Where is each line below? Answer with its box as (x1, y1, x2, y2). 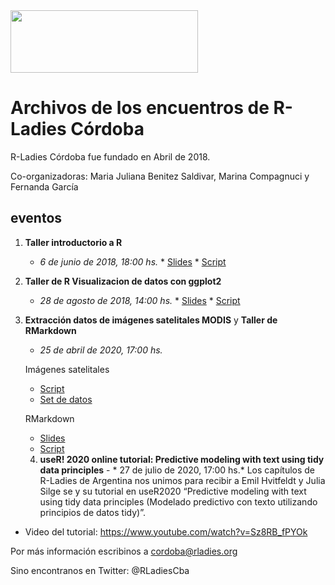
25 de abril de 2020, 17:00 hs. (39, 344, 163, 356)
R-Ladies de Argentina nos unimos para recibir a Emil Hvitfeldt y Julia (39, 474, 326, 486)
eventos (10, 210, 63, 227)
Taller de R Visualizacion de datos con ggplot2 (24, 275, 222, 287)
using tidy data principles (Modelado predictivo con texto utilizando (39, 495, 318, 508)
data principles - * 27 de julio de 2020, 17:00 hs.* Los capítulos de (39, 464, 316, 476)
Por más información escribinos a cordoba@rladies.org (10, 545, 238, 557)
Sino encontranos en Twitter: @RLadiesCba (10, 564, 190, 576)
